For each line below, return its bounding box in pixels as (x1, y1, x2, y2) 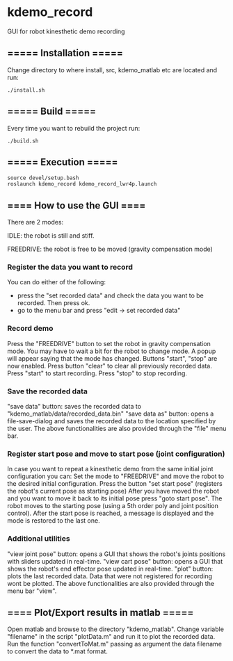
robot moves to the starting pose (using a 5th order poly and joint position (7, 502, 219, 510)
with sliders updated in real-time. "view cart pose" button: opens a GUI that (7, 557, 223, 565)
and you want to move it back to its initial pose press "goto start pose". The (7, 494, 223, 503)
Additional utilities (7, 534, 71, 544)
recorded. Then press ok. (17, 299, 90, 307)
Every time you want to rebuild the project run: (7, 124, 140, 132)
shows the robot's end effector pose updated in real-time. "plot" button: (7, 564, 214, 573)
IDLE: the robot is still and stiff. (7, 231, 95, 240)
